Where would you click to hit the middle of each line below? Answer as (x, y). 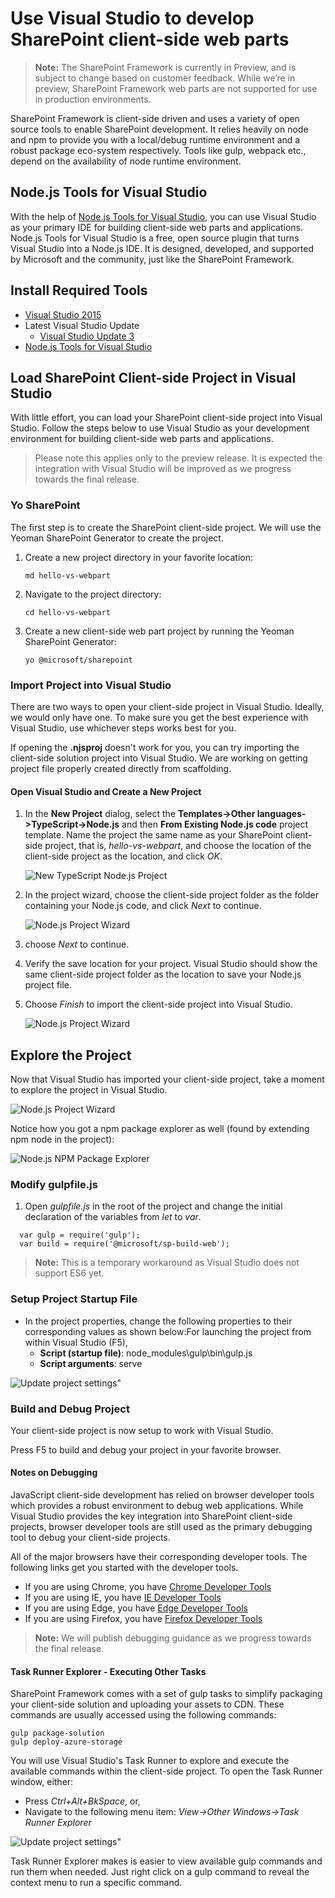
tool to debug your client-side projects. (90, 1538)
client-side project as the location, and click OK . (123, 856)
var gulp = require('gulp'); (80, 1235)
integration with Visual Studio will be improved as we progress (163, 469)
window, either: (42, 1782)
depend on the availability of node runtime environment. (126, 161)
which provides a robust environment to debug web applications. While (157, 1506)
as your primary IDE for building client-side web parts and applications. (157, 227)
